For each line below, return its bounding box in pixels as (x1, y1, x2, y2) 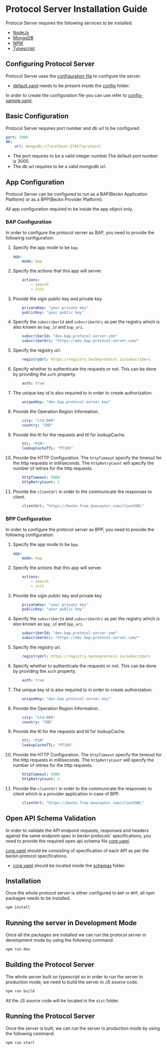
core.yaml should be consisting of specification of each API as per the (5, 847, 149, 853)
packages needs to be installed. (5, 895, 71, 901)
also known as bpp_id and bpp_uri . (12, 621, 84, 627)
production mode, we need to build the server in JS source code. (5, 979, 138, 985)
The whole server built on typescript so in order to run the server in (5, 973, 143, 979)
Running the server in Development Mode (5, 918, 137, 927)
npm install (5, 905, 30, 910)
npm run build (5, 988, 35, 993)
